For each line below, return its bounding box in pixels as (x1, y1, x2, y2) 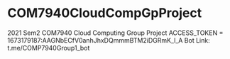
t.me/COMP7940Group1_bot (7, 43, 90, 52)
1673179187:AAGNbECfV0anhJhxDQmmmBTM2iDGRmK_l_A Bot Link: (7, 36, 211, 44)
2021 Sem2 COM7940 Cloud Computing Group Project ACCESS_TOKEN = (7, 28, 224, 37)
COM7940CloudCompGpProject (7, 5, 202, 21)
